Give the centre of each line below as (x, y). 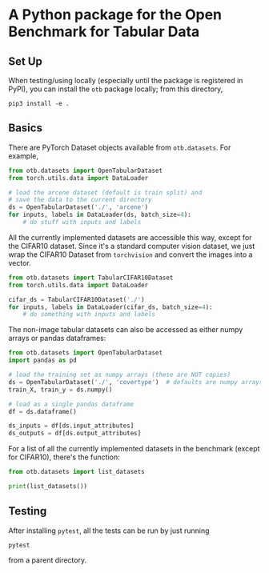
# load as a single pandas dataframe (71, 404)
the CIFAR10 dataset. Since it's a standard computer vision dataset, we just (132, 246)
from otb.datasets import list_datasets (77, 472)
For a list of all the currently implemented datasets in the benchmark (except (134, 449)
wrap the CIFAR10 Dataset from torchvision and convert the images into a (130, 254)
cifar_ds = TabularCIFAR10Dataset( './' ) (77, 299)
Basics (25, 128)
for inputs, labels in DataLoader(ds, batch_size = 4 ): (100, 215)
